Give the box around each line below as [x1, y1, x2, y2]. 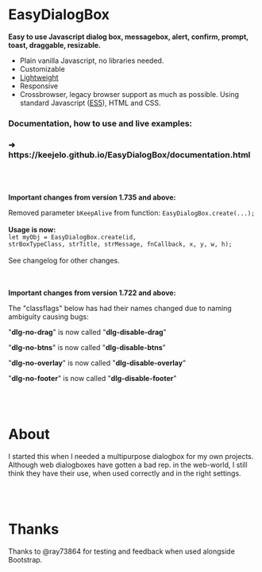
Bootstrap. [8, 555, 43, 565]
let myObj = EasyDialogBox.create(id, [8, 233, 137, 242]
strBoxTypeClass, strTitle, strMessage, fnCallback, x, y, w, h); [8, 240, 233, 248]
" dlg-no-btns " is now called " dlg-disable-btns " [8, 343, 167, 352]
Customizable [19, 64, 65, 73]
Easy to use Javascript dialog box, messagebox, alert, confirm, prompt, [8, 32, 249, 41]
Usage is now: [8, 225, 56, 235]
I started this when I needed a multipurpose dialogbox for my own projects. [8, 452, 254, 461]
